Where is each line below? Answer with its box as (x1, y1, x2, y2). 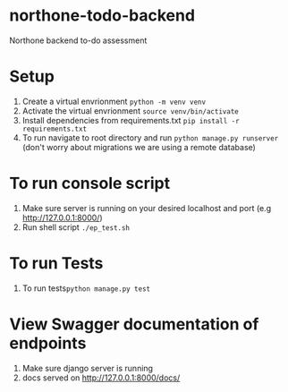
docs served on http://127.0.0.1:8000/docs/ (21, 372, 181, 383)
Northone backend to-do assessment (9, 35, 148, 46)
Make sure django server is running (21, 362, 154, 373)
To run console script (9, 174, 171, 193)
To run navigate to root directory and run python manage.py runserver (21, 132, 279, 143)
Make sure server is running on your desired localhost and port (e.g (21, 202, 271, 213)
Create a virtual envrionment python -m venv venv (21, 96, 207, 107)
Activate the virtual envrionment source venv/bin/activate (21, 105, 239, 116)
